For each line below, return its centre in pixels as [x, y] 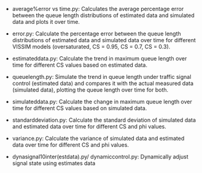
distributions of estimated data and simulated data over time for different [104, 40]
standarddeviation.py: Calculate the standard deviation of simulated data [104, 120]
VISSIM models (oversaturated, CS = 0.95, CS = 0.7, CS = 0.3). [91, 46]
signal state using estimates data [54, 163]
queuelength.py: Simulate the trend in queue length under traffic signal [102, 77]
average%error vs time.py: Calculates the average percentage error [98, 9]
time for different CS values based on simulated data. [80, 108]
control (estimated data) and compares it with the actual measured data [103, 83]
